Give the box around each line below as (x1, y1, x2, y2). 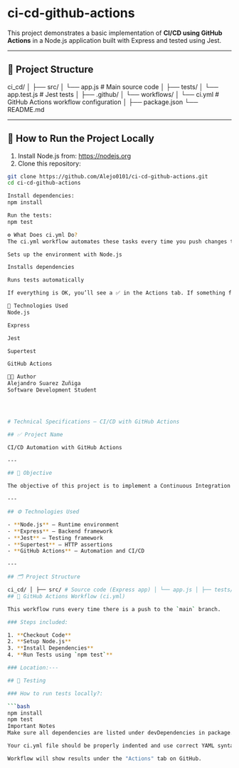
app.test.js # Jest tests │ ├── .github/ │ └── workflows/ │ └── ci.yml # (7, 90, 219, 98)
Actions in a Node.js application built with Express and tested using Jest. (7, 36, 222, 44)
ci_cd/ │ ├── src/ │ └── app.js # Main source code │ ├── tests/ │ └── (7, 82, 219, 91)
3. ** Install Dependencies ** (7, 645, 94, 652)
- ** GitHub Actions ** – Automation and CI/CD (7, 548, 144, 555)
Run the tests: (7, 212, 53, 219)
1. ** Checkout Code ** (7, 631, 72, 639)
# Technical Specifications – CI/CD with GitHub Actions (7, 418, 180, 425)
